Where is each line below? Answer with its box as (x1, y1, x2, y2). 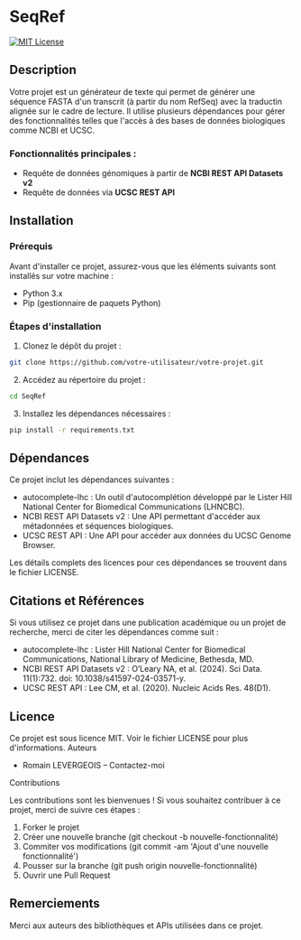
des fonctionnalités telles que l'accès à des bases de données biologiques (9, 115, 286, 126)
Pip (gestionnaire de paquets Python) (22, 297, 161, 308)
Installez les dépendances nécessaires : (22, 408, 171, 419)
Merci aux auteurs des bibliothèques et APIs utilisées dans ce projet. (9, 919, 264, 931)
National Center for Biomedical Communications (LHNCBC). (22, 501, 245, 512)
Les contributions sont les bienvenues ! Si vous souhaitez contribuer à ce (9, 795, 281, 805)
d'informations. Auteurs (9, 742, 97, 753)
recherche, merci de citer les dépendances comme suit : (9, 627, 219, 638)
